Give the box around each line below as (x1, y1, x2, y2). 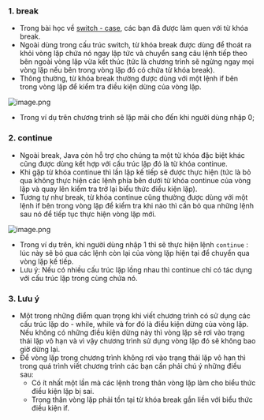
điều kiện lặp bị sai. (31, 386, 95, 396)
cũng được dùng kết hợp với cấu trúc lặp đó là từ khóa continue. (19, 159, 229, 168)
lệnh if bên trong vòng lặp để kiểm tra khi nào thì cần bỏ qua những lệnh (19, 201, 255, 210)
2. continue (8, 133, 53, 144)
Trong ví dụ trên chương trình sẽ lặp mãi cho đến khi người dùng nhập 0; (19, 113, 255, 122)
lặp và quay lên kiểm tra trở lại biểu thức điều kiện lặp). (19, 184, 198, 193)
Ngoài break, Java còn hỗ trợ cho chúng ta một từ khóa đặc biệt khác (19, 150, 246, 159)
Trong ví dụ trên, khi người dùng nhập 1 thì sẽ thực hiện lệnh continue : (19, 239, 248, 249)
